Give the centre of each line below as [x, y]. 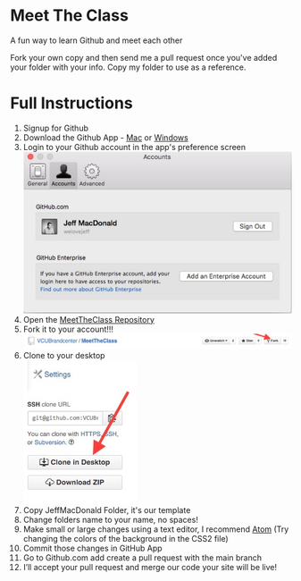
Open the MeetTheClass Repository [89, 319]
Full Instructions [71, 103]
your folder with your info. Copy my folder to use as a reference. [128, 67]
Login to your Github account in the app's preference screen [134, 147]
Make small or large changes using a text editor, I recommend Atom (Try [156, 529]
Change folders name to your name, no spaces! [111, 519]
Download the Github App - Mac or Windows [105, 137]
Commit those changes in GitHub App [93, 548]
